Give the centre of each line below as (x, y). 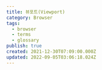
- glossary (25, 40)
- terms (22, 35)
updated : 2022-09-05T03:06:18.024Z (51, 57)
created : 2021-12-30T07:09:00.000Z (51, 52)
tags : (13, 23)
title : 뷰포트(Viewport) (36, 12)
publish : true (24, 46)
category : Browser (29, 18)
